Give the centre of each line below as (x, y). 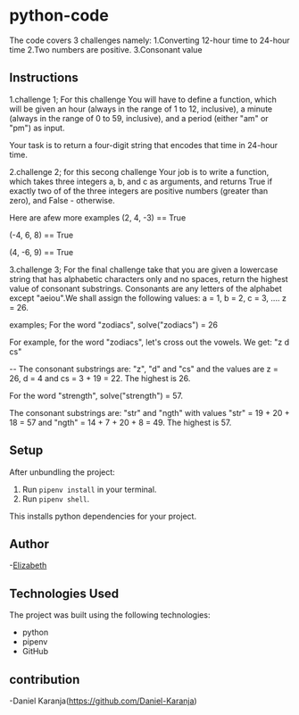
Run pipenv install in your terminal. (89, 489)
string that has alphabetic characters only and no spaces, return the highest (149, 279)
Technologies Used (64, 593)
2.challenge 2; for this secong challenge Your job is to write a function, (139, 171)
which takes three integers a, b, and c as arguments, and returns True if (141, 181)
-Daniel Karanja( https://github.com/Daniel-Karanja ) (104, 701)
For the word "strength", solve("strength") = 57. (96, 395)
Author (29, 544)
